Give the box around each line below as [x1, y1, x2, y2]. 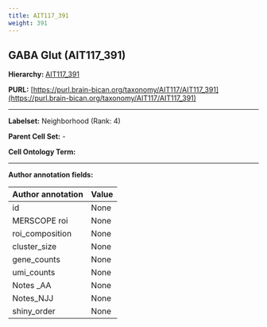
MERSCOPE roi [12, 216, 68, 227]
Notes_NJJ [12, 293, 54, 304]
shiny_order [12, 306, 56, 317]
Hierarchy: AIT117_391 [8, 69, 80, 80]
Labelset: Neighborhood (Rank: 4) [8, 116, 121, 126]
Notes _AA [12, 280, 52, 291]
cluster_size [12, 241, 57, 252]
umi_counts [12, 267, 56, 278]
